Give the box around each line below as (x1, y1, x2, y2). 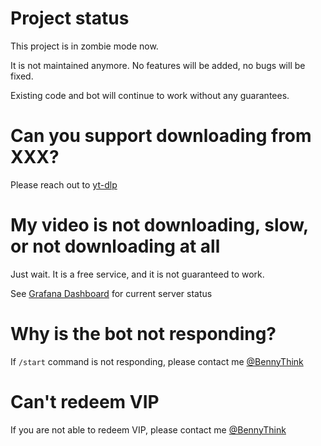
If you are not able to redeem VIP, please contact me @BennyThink (10, 423, 287, 436)
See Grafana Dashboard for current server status (10, 287, 213, 299)
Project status (10, 7, 130, 30)
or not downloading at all (10, 235, 221, 258)
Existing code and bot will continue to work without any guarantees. (10, 89, 290, 101)
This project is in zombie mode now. (10, 40, 159, 52)
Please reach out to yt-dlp (10, 178, 118, 191)
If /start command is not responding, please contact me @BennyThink (10, 355, 304, 367)
